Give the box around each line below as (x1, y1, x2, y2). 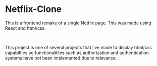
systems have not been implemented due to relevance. (5, 55, 117, 61)
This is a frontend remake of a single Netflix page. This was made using (5, 20, 152, 26)
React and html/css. (5, 25, 46, 31)
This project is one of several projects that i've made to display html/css (5, 44, 152, 50)
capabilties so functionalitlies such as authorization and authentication (5, 50, 149, 56)
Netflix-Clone (5, 3, 62, 15)
